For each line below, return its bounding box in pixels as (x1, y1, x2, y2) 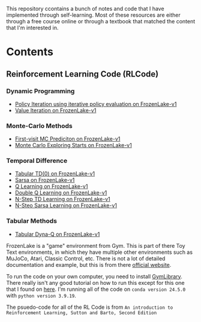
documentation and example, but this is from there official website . (6, 261, 172, 268)
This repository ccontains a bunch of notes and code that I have (6, 5, 164, 12)
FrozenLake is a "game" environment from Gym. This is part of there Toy (6, 242, 185, 249)
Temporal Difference (6, 157, 68, 165)
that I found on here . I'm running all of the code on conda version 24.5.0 (6, 285, 186, 293)
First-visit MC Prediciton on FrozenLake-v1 (14, 135, 121, 142)
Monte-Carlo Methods (6, 121, 73, 130)
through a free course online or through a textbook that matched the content (6, 18, 196, 25)
